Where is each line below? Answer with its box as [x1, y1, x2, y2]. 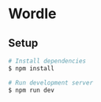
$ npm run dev [8, 86, 55, 94]
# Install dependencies [8, 57, 87, 65]
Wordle [8, 5, 57, 23]
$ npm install [8, 64, 55, 72]
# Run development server [8, 78, 93, 87]
